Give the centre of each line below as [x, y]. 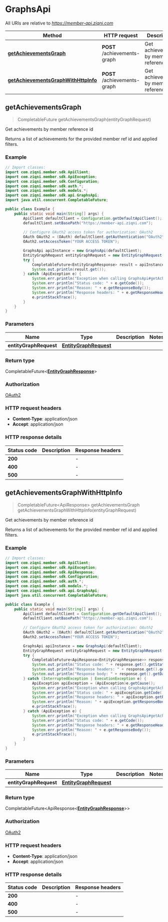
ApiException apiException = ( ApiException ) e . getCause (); [93, 683]
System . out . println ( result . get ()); [69, 269]
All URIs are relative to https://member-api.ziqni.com [59, 23]
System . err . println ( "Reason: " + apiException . [82, 702]
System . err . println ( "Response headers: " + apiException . [93, 697]
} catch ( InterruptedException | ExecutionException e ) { [85, 678]
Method [52, 35]
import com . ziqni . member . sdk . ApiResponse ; [50, 572]
